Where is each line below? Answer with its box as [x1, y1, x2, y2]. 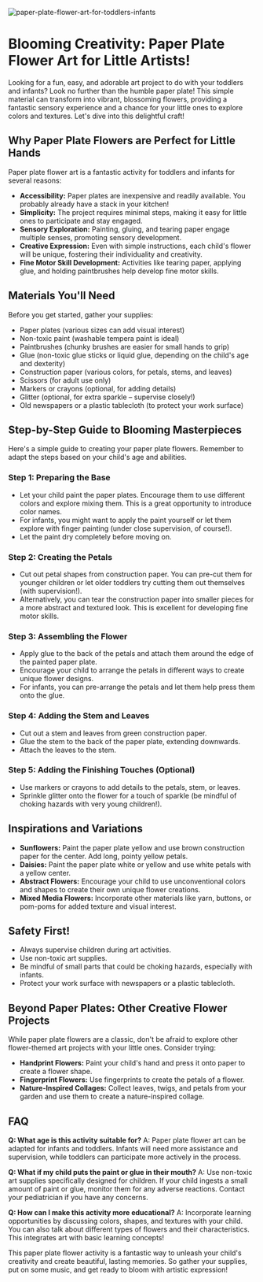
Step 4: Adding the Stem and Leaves [8, 710, 150, 721]
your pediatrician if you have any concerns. [8, 1193, 148, 1202]
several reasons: [8, 176, 62, 185]
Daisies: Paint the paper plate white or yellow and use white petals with [19, 859, 251, 869]
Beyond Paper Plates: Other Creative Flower [8, 1001, 228, 1015]
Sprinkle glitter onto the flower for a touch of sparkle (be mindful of [19, 791, 237, 800]
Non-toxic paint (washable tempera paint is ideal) [19, 333, 180, 343]
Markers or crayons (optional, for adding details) [19, 383, 177, 393]
